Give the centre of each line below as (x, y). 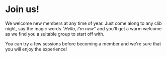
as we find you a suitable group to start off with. (55, 34)
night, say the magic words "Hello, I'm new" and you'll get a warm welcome (83, 28)
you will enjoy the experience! (36, 49)
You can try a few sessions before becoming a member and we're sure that (83, 43)
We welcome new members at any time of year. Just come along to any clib (83, 23)
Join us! (22, 9)
